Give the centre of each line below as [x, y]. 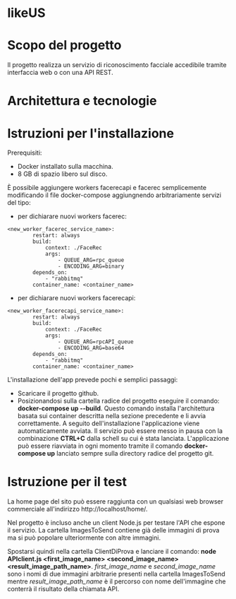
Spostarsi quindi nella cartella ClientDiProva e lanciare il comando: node [112, 552]
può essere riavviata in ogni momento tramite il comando [100, 446]
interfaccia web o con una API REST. [61, 73]
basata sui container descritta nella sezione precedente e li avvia [112, 416]
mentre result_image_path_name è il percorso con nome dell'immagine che [117, 581]
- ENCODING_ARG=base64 [91, 348]
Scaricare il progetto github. [58, 393]
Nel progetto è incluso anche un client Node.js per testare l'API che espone [116, 523]
